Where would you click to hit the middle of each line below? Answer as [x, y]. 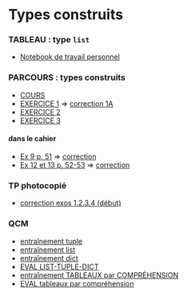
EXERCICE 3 [40, 120]
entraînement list [48, 250]
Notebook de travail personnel [70, 57]
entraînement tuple [51, 241]
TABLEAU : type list [49, 40]
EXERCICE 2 [40, 112]
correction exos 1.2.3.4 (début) [70, 203]
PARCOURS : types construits [67, 77]
